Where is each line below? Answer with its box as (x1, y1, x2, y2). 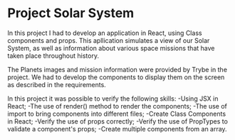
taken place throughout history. (7, 51, 100, 60)
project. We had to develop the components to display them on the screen (7, 73, 225, 81)
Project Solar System (7, 5, 135, 21)
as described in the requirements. (7, 80, 107, 89)
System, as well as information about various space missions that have (7, 44, 215, 52)
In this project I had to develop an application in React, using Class (7, 29, 202, 37)
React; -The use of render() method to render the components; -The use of (7, 101, 228, 110)
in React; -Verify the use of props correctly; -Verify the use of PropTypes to (7, 116, 228, 126)
